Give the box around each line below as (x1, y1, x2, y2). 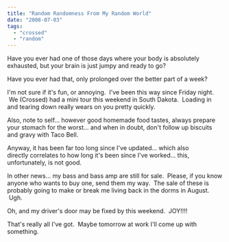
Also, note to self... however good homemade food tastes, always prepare (7, 116, 216, 124)
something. (7, 228, 39, 236)
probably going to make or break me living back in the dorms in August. (7, 186, 210, 195)
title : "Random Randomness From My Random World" (7, 10, 152, 17)
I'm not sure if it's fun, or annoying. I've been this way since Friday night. (7, 88, 215, 97)
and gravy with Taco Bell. (7, 131, 79, 139)
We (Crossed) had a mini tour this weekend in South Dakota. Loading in (8, 95, 212, 104)
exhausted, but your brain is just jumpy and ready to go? (7, 62, 167, 70)
